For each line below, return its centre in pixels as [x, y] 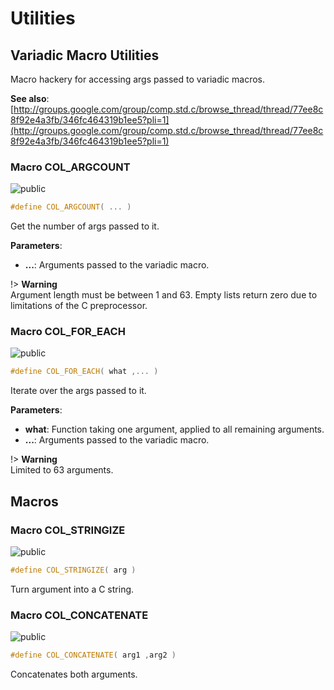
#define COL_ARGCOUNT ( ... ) [71, 207]
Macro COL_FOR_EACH [68, 332]
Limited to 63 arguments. [62, 470]
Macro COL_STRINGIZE [68, 530]
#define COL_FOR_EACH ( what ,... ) [84, 372]
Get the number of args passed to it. [85, 226]
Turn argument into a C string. [72, 589]
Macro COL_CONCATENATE [79, 615]
